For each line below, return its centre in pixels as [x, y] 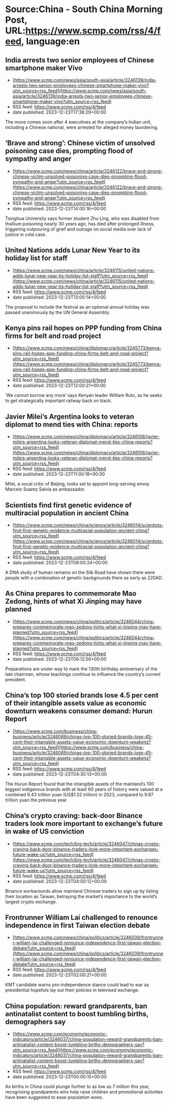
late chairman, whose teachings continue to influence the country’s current [83, 674]
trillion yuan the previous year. [36, 800]
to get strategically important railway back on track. [59, 401]
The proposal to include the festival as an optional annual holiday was [77, 307]
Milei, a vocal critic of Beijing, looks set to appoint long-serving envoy [77, 484]
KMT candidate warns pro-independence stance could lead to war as [77, 985]
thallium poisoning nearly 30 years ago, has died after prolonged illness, [80, 223]
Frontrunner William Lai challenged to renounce [81, 917]
